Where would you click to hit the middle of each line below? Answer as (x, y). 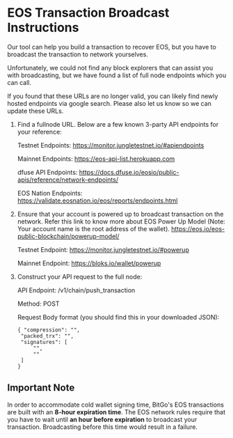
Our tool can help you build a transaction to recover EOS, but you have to (112, 47)
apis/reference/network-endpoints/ (68, 180)
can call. (19, 82)
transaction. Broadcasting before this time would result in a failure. (103, 427)
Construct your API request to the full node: (80, 276)
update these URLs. (35, 111)
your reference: (40, 132)
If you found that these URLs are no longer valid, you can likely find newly (113, 96)
